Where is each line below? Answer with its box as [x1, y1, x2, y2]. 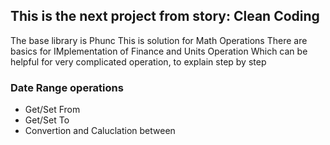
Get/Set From [24, 104, 81, 116]
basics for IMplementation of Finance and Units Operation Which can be [10, 45, 308, 57]
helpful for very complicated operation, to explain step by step [10, 55, 267, 68]
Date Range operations [10, 80, 124, 94]
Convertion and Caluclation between [24, 125, 176, 137]
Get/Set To [24, 114, 70, 126]
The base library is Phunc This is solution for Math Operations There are [10, 34, 308, 46]
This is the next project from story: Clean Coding [10, 8, 320, 25]
